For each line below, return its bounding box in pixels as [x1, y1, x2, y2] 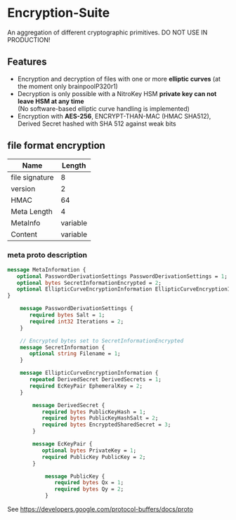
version [11, 184, 36, 194]
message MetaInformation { [7, 266, 86, 273]
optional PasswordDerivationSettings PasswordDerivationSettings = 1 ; [16, 272, 228, 280]
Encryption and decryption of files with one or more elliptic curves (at [17, 74, 221, 83]
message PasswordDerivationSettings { [20, 305, 133, 312]
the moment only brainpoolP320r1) [17, 82, 118, 91]
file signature [11, 172, 54, 182]
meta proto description [7, 251, 88, 260]
